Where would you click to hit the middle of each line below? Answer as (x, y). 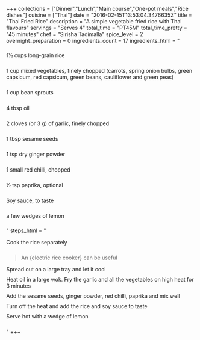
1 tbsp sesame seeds (32, 139)
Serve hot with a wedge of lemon (47, 316)
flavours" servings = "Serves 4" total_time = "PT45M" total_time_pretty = (97, 28)
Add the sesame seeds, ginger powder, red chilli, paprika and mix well (93, 296)
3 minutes (19, 286)
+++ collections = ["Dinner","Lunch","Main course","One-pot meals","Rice (97, 9)
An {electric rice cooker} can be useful (69, 258)
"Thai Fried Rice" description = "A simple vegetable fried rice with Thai (94, 21)
